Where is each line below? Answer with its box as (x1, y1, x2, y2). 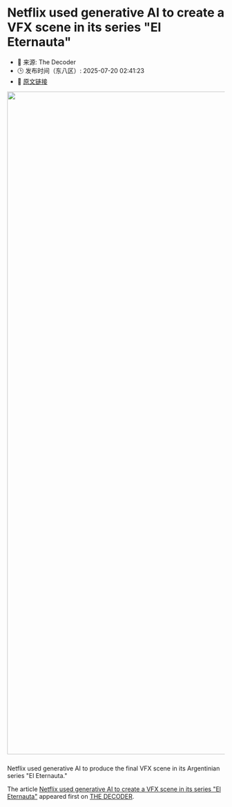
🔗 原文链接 (17, 77, 48, 86)
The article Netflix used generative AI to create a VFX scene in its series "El (7, 785, 221, 793)
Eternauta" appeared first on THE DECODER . (7, 792, 135, 800)
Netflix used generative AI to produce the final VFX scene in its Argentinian (7, 764, 220, 772)
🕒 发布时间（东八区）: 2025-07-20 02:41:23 (17, 66, 145, 75)
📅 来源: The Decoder (17, 57, 76, 66)
